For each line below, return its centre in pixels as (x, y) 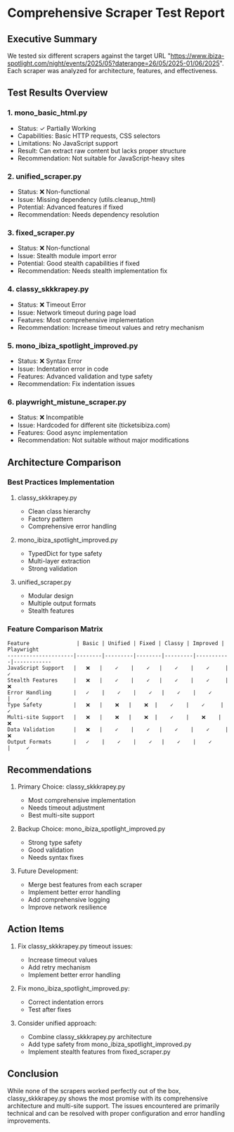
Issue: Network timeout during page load (77, 312)
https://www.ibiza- (197, 56)
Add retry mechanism (59, 967)
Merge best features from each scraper (85, 884)
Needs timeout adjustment (66, 808)
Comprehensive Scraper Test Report (116, 13)
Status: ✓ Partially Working (57, 128)
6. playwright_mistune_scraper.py (67, 402)
